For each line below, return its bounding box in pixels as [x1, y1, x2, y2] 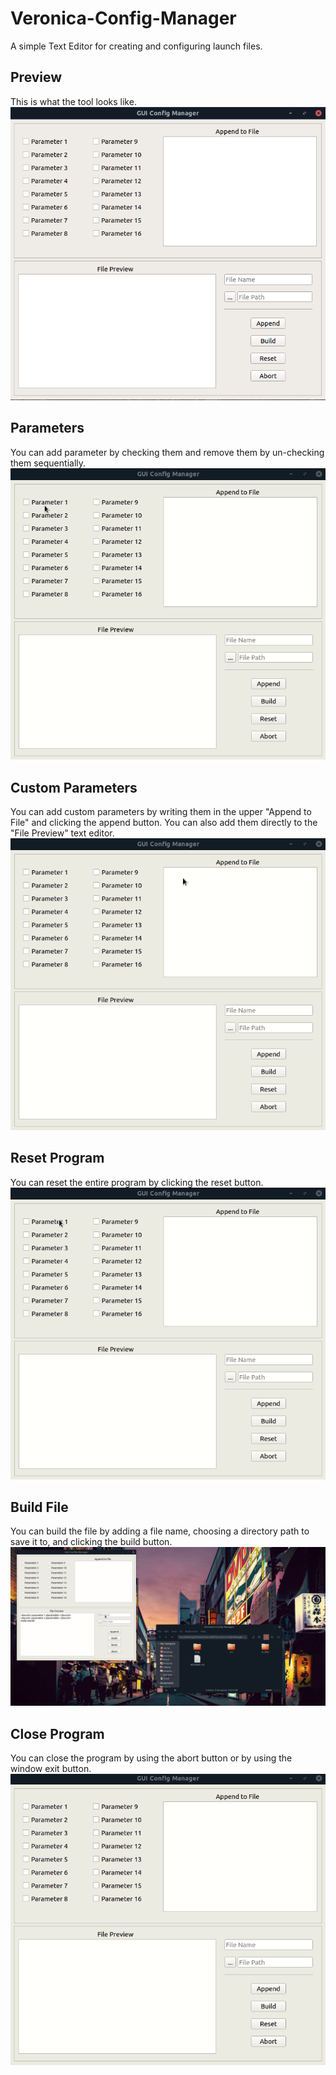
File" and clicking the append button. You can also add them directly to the [10, 817, 318, 829]
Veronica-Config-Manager [10, 7, 237, 30]
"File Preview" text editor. [10, 827, 115, 839]
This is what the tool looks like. [10, 95, 137, 107]
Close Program [10, 1725, 105, 1742]
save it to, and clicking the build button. [10, 1536, 173, 1548]
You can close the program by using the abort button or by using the [10, 1752, 293, 1764]
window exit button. [10, 1763, 92, 1775]
